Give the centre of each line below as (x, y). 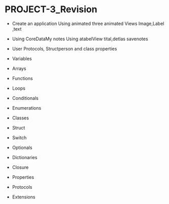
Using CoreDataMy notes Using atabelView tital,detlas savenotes (80, 39)
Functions (23, 78)
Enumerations (27, 108)
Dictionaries (25, 157)
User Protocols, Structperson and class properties (64, 48)
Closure (20, 167)
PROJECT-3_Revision (51, 9)
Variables (22, 58)
